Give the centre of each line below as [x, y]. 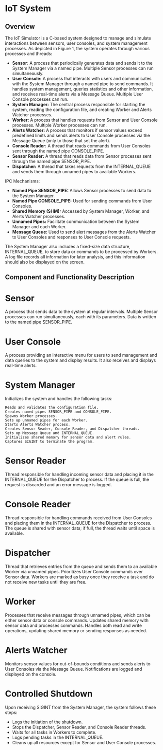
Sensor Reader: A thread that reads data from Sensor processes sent [82, 156]
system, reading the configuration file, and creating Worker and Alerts [82, 110]
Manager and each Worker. [39, 227]
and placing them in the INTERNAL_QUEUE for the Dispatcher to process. [78, 523]
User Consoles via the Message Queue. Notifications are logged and [73, 669]
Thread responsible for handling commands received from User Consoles [79, 518]
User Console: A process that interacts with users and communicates [82, 79]
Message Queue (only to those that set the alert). [61, 141]
